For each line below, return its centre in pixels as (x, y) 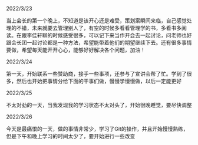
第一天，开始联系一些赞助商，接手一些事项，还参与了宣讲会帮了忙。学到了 (96, 74)
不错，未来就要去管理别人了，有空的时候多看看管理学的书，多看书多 (99, 28)
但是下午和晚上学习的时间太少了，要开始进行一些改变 (71, 136)
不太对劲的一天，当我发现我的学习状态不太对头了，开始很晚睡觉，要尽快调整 (99, 105)
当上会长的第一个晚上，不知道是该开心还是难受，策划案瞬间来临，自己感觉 (96, 21)
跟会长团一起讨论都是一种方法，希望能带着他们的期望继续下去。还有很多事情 (99, 43)
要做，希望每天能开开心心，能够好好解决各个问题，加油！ (76, 50)
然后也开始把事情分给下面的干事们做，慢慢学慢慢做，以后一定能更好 (99, 81)
